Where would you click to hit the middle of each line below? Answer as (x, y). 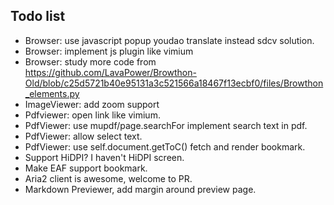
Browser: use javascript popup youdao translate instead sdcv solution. (169, 40)
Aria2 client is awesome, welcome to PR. (108, 178)
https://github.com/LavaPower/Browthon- (110, 72)
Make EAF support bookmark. (86, 168)
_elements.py (52, 93)
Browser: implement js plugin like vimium (109, 51)
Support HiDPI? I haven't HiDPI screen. (104, 157)
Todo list (38, 16)
